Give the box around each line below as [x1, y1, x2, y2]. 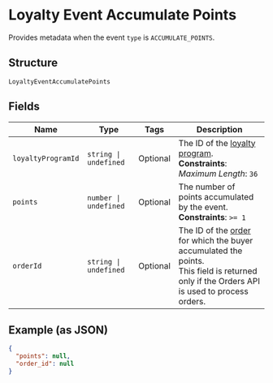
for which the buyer [178, 235, 253, 246]
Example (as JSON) [8, 323, 108, 337]
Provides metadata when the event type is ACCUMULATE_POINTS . [8, 32, 215, 42]
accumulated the [178, 245, 243, 256]
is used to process [178, 286, 249, 297]
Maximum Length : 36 [178, 168, 258, 179]
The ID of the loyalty [178, 137, 256, 148]
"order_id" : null [15, 359, 75, 368]
